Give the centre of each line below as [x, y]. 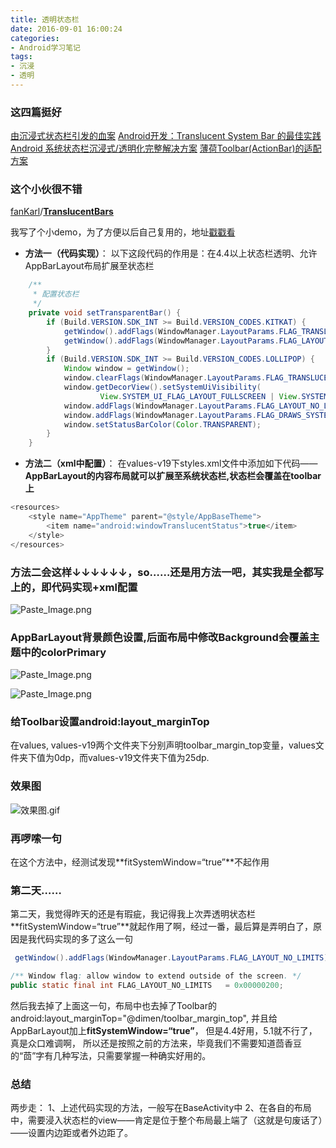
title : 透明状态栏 [45, 19]
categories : [35, 38]
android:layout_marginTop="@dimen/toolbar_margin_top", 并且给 [144, 1018]
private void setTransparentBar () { [105, 313]
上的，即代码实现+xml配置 [74, 587]
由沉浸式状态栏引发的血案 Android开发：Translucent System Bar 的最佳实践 [166, 136]
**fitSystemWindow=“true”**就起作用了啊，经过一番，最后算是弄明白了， [161, 927]
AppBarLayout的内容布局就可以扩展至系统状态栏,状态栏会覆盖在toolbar [173, 476]
